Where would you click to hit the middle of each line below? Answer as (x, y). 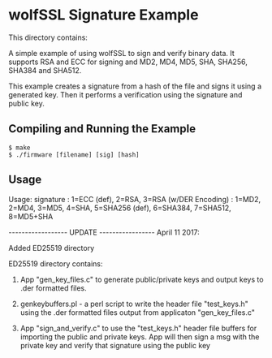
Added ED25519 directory (52, 248)
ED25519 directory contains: (56, 263)
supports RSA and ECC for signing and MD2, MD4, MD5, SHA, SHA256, (128, 62)
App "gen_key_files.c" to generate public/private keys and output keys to (142, 279)
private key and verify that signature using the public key (115, 345)
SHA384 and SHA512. (45, 70)
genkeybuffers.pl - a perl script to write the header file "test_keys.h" (134, 304)
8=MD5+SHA (31, 216)
